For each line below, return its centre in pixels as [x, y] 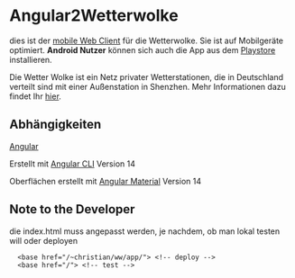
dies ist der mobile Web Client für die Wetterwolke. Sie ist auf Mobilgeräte [147, 40]
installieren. [31, 59]
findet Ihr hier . [35, 96]
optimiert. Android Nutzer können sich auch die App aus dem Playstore [143, 49]
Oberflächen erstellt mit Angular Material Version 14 [105, 181]
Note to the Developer [72, 209]
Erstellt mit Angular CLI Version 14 [72, 164]
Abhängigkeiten [55, 125]
